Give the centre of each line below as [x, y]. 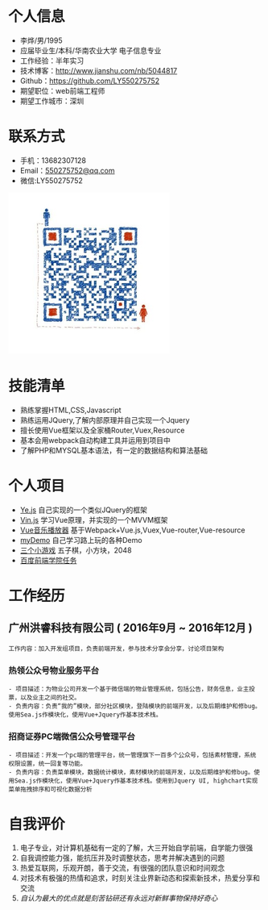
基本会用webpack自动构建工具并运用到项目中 [95, 440]
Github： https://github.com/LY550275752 [89, 81]
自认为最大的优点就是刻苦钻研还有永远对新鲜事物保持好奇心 [119, 898]
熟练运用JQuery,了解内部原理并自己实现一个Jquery [105, 420]
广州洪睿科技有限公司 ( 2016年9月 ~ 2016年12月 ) [131, 628]
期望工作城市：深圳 [52, 101]
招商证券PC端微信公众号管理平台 [72, 737]
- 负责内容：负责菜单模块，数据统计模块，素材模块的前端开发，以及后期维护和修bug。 [131, 772]
